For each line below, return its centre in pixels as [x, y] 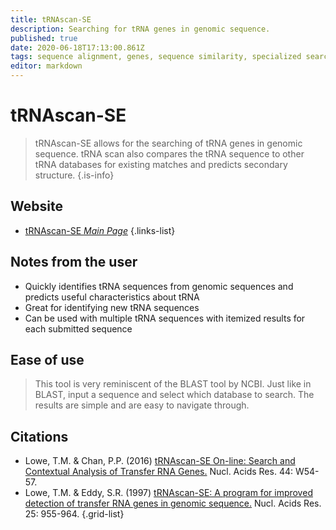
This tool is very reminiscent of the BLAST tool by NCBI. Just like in [173, 384]
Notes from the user [74, 262]
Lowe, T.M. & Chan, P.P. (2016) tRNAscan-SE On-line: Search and [160, 461]
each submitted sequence [78, 328]
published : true [44, 38]
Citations [39, 436]
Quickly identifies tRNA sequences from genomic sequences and [159, 286]
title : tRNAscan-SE [51, 19]
